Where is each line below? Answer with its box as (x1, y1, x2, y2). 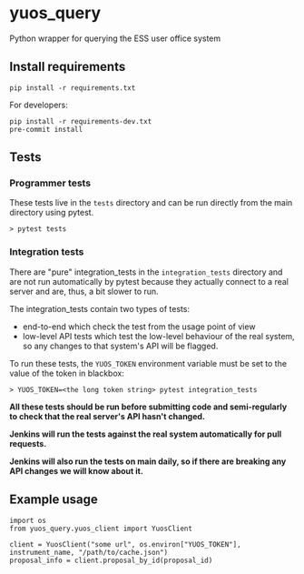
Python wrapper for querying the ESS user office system (9, 33, 221, 44)
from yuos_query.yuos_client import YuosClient (9, 524, 193, 533)
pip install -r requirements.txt (9, 83, 136, 93)
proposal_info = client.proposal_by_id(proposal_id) (9, 556, 213, 565)
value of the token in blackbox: (9, 368, 124, 378)
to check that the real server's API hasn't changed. (9, 410, 206, 421)
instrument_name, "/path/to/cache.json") (9, 548, 169, 557)
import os (9, 516, 47, 525)
